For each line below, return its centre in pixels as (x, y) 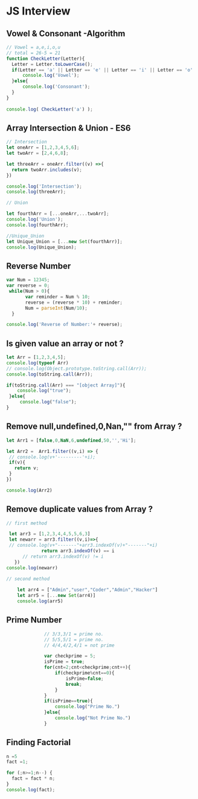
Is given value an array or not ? (65, 343)
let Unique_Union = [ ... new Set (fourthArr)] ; (64, 241)
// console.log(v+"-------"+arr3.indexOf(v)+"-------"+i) (83, 546)
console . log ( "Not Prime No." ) (93, 718)
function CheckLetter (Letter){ (46, 59)
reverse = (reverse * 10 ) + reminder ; (74, 302)
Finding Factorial (39, 742)
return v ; (27, 468)
